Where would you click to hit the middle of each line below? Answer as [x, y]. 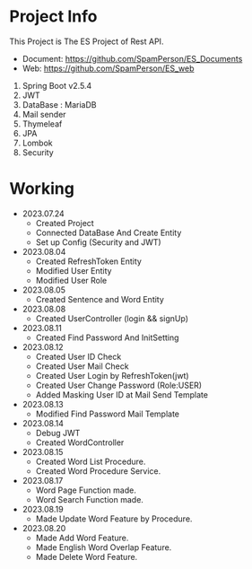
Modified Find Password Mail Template [108, 414]
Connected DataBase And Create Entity [109, 232]
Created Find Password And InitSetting [107, 337]
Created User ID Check [78, 356]
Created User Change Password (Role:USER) [119, 385]
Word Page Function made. [86, 490]
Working [42, 189]
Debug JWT [58, 433]
